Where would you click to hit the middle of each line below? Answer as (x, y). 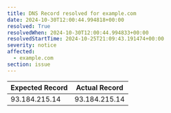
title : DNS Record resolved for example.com (72, 13)
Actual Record (100, 88)
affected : (21, 52)
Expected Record (39, 88)
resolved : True (29, 26)
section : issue (29, 64)
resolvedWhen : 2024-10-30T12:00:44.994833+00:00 (78, 33)
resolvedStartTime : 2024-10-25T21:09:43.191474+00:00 (86, 39)
